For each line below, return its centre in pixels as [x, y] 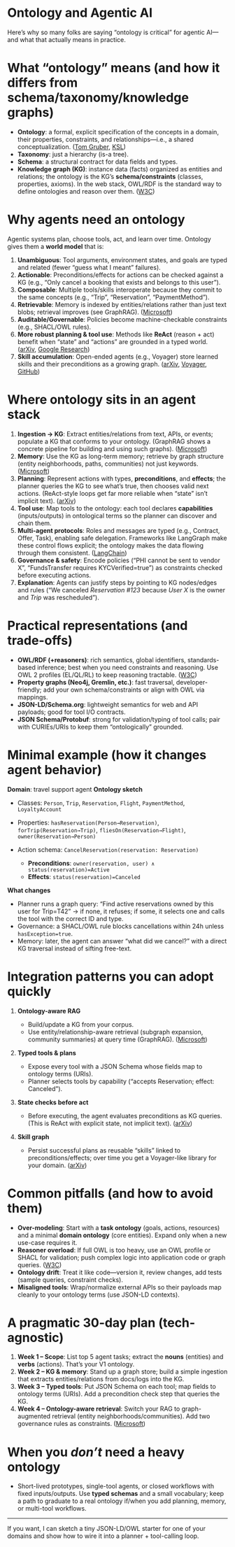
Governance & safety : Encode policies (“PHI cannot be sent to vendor [119, 560]
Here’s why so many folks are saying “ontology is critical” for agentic [106, 32]
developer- [192, 682]
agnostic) [36, 1338]
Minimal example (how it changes [107, 755]
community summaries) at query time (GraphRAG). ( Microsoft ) [117, 1039]
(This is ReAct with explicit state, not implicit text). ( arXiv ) [110, 1123]
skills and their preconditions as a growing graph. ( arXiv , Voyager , [112, 364]
